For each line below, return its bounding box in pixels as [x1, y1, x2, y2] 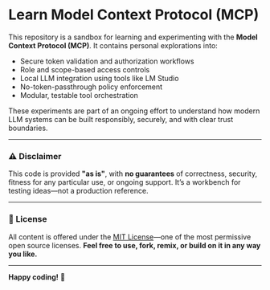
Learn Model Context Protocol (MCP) [8, 6, 260, 24]
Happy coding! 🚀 [8, 272, 66, 282]
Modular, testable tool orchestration [19, 90, 139, 100]
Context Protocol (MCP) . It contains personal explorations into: [8, 40, 219, 50]
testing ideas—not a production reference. [8, 186, 149, 196]
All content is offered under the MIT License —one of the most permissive [8, 231, 252, 242]
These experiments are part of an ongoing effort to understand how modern [8, 106, 260, 116]
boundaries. [8, 123, 48, 133]
